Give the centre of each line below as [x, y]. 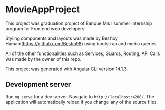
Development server [38, 85]
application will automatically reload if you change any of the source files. [81, 102]
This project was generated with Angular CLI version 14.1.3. [67, 69]
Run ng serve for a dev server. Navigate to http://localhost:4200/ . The [80, 96]
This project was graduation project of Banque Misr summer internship [79, 23]
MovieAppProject [43, 9]
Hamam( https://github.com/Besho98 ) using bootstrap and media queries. [81, 43]
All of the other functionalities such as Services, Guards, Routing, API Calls [83, 53]
